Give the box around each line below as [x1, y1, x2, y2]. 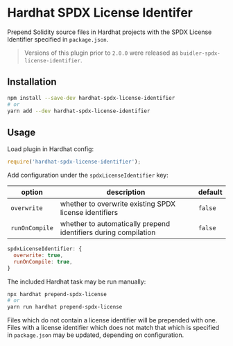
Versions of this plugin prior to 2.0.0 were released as [24, 49, 179, 57]
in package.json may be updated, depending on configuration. [7, 331, 184, 339]
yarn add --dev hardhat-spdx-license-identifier [7, 107, 150, 114]
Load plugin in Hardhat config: [7, 145, 94, 153]
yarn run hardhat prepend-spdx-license [7, 304, 123, 311]
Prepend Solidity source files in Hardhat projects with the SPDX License [7, 28, 212, 36]
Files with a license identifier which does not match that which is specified [7, 324, 220, 332]
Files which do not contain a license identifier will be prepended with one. [7, 316, 218, 325]
